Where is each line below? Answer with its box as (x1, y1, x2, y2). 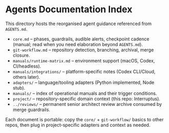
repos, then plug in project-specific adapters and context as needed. (5, 122, 151, 128)
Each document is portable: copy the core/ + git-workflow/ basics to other (5, 116, 164, 122)
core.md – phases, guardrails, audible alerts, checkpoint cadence (12, 36, 150, 42)
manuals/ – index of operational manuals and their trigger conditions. (12, 90, 157, 96)
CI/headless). (12, 63, 41, 69)
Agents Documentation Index (5, 4, 133, 15)
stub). (12, 84, 26, 91)
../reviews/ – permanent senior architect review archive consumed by (12, 101, 162, 107)
